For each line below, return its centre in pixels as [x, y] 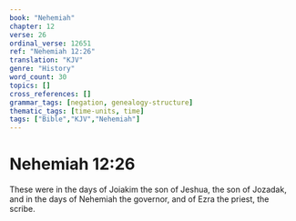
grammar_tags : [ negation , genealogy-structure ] [102, 102]
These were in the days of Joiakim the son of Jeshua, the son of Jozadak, [148, 190]
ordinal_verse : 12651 [51, 43]
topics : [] [30, 85]
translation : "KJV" [46, 60]
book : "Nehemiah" [42, 18]
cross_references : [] [51, 94]
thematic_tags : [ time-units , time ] [77, 111]
